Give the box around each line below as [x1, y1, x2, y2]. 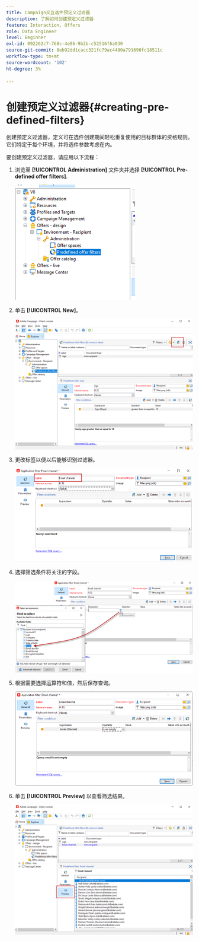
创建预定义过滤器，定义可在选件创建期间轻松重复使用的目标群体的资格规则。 [6, 133, 193, 141]
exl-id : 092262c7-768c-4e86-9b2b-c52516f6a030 [6, 41, 123, 47]
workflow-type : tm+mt [6, 53, 60, 59]
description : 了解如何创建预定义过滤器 [6, 15, 94, 22]
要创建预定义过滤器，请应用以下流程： [6, 154, 99, 161]
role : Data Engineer [6, 28, 57, 34]
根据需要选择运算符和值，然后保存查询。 [14, 679, 114, 686]
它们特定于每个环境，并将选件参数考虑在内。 [6, 141, 115, 148]
